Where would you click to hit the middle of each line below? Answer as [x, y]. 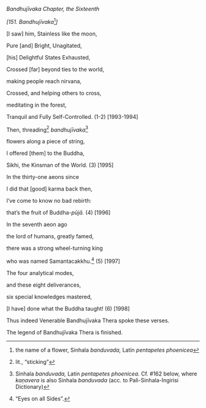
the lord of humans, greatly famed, [50, 236]
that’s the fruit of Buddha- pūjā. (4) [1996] [59, 213]
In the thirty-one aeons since [43, 177]
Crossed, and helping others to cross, [54, 93]
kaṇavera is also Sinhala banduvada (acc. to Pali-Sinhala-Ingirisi [97, 380]
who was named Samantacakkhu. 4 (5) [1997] [63, 261]
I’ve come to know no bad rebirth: [49, 201]
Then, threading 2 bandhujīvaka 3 [48, 129]
